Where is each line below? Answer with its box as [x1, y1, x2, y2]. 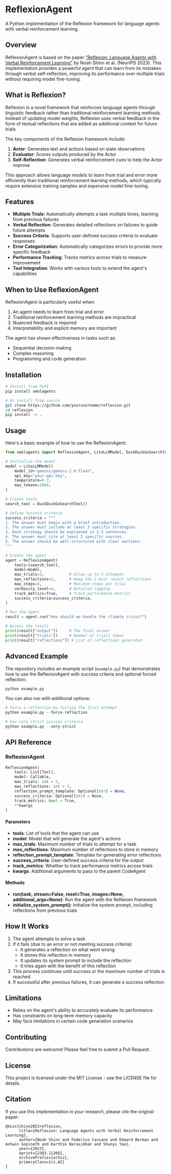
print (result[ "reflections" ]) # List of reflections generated [5, 638, 142, 643]
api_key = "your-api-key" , [14, 473, 67, 478]
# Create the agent [5, 553, 47, 558]
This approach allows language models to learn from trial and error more [5, 172, 158, 178]
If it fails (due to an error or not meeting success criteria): [12, 941, 133, 947]
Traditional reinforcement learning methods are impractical [12, 314, 136, 320]
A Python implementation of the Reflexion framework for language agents [5, 20, 160, 27]
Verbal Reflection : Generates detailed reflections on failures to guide [12, 222, 158, 228]
